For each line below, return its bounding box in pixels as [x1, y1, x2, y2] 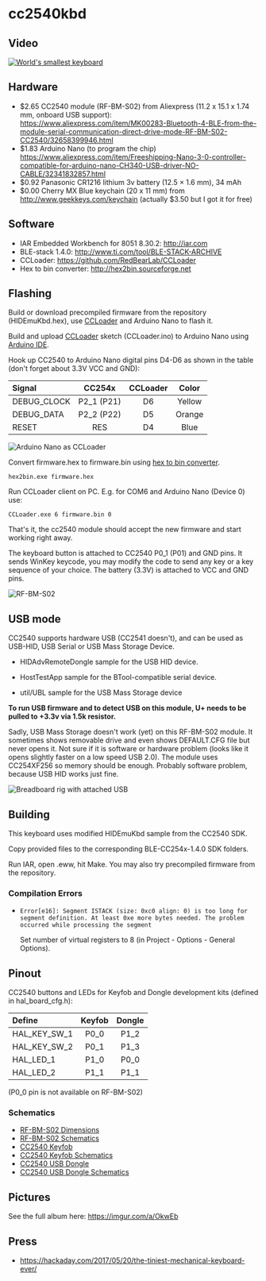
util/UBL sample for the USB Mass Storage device [19, 688, 183, 697]
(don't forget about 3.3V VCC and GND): [8, 364, 141, 373]
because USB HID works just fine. [8, 770, 119, 779]
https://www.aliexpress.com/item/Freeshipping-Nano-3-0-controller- [19, 152, 247, 161]
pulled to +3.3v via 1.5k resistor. [8, 712, 117, 721]
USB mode [8, 612, 61, 626]
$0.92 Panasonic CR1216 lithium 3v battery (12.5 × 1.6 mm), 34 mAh [19, 177, 242, 187]
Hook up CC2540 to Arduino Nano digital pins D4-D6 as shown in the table [8, 355, 254, 365]
